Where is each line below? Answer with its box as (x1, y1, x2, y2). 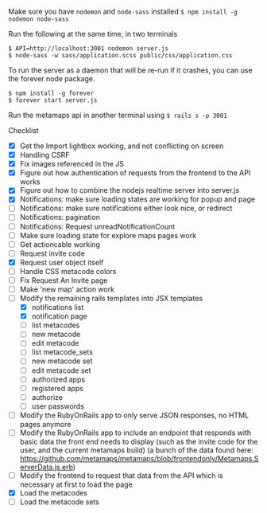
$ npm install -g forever (8, 89, 94, 97)
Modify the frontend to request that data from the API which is (19, 470, 224, 480)
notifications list (31, 303, 84, 312)
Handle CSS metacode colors (19, 266, 117, 276)
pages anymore (19, 419, 72, 429)
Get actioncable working (19, 239, 101, 249)
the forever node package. (8, 74, 95, 83)
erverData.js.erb (19, 462, 74, 472)
